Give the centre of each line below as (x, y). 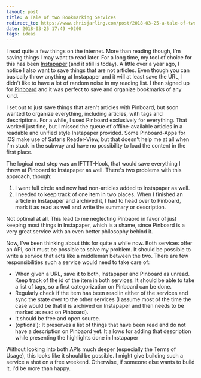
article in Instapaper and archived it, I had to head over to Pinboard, (98, 201)
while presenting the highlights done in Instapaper (77, 338)
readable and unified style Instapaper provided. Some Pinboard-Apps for (96, 133)
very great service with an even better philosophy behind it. (80, 232)
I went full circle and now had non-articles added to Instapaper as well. (102, 188)
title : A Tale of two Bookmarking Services (61, 17)
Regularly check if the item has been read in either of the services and (101, 293)
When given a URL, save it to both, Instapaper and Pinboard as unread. (102, 274)
